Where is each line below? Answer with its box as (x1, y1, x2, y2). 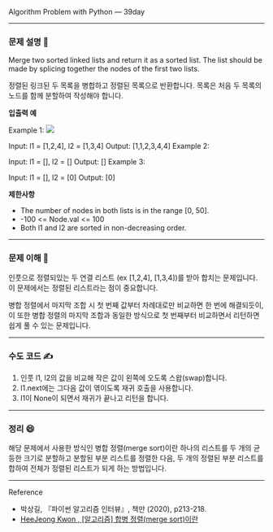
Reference (8, 487, 43, 497)
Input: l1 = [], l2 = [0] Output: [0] (8, 172, 115, 182)
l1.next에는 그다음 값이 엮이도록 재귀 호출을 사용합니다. (19, 382, 193, 393)
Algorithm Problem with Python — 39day (8, 7, 145, 16)
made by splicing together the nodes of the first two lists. (8, 64, 200, 74)
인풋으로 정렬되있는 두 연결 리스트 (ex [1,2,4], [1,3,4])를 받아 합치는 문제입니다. (8, 273, 258, 282)
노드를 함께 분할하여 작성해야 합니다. (8, 91, 123, 101)
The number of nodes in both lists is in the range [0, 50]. (19, 206, 210, 216)
